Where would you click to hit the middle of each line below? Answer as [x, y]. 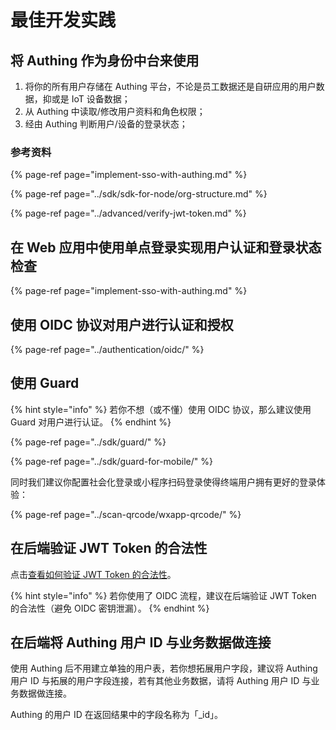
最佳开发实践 [63, 20]
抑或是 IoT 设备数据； [86, 99]
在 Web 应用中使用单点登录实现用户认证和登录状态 [166, 247]
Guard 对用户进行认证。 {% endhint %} [91, 422]
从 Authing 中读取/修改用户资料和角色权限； [115, 111]
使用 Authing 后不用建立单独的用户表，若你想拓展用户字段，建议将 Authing [164, 668]
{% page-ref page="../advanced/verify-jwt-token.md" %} [128, 213]
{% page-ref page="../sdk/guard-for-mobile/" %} [111, 461]
